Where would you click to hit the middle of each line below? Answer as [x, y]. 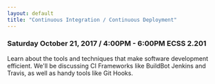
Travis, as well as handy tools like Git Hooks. [70, 73]
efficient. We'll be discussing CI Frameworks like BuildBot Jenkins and [107, 66]
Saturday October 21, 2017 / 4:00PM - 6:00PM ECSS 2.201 [107, 44]
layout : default [30, 13]
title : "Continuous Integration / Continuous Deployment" [92, 20]
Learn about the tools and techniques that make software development [108, 58]
